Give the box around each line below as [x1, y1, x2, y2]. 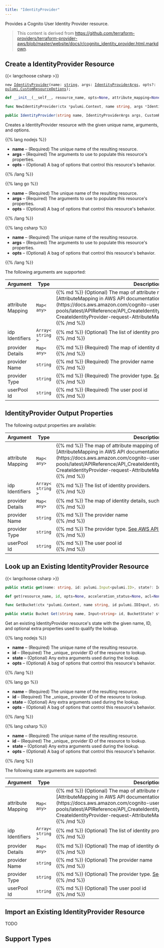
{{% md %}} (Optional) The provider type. [56, 871, 151, 878]
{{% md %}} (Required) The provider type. [56, 372, 153, 379]
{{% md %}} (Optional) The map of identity [56, 843, 154, 849]
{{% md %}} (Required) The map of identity [56, 344, 155, 351]
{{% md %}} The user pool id [56, 539, 122, 546]
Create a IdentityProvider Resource [5, 60, 115, 69]
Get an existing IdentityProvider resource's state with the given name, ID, [5, 620, 152, 626]
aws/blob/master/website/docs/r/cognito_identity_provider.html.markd [17, 40, 159, 47]
